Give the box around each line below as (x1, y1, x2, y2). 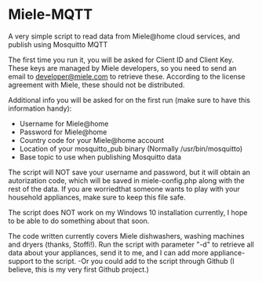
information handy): (8, 104, 72, 113)
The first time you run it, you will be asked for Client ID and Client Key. (8, 55, 234, 64)
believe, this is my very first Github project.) (8, 265, 149, 274)
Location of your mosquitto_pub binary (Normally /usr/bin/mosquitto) (19, 144, 243, 153)
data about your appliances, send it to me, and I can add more (8, 247, 209, 257)
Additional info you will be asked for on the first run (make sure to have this (8, 95, 251, 104)
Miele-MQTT (8, 5, 93, 24)
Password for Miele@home (19, 127, 107, 137)
